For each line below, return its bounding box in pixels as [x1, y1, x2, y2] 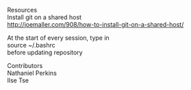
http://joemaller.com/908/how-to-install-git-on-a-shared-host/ [7, 21, 184, 28]
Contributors [7, 62, 43, 69]
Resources [7, 6, 38, 14]
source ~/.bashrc [7, 41, 56, 49]
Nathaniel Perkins [7, 69, 57, 77]
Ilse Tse [7, 76, 29, 85]
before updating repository [7, 48, 84, 56]
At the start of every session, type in [7, 34, 110, 42]
